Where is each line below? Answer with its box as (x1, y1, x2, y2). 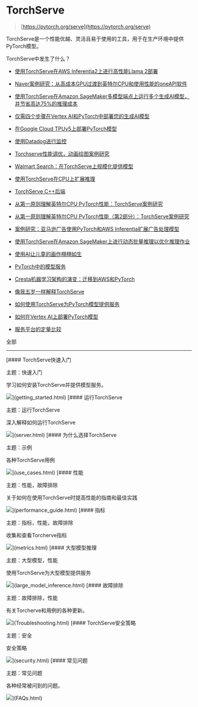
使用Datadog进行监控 (14, 137, 67, 144)
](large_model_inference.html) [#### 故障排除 (12, 581, 124, 588)
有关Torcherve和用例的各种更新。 (6, 607, 88, 614)
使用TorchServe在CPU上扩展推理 (14, 175, 95, 182)
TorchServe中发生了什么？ (6, 55, 71, 62)
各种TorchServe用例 (6, 456, 55, 463)
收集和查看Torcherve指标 (6, 531, 68, 538)
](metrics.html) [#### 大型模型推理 (12, 544, 97, 551)
